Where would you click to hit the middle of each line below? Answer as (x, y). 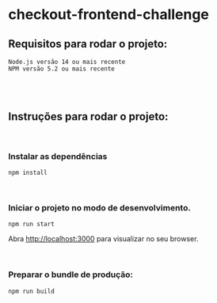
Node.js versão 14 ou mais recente (67, 62)
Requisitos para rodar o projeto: (88, 44)
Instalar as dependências (58, 156)
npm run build (32, 291)
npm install (28, 173)
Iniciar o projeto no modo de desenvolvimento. (100, 208)
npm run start (32, 224)
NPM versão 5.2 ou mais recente (61, 69)
